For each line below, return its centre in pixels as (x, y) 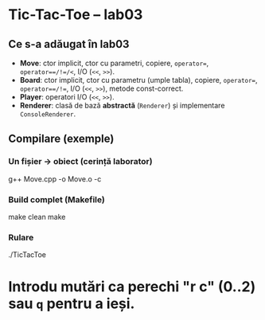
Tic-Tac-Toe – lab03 (76, 15)
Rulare (21, 237)
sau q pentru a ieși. (72, 304)
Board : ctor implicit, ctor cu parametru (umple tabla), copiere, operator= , (138, 80)
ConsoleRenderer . (48, 114)
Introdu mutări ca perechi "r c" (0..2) (132, 287)
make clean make (37, 217)
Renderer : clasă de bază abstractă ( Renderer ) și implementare (122, 105)
